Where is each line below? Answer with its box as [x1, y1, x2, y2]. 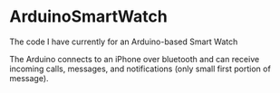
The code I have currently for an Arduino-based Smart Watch [9, 36, 238, 47]
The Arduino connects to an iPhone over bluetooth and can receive [9, 53, 260, 64]
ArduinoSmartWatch [9, 6, 168, 27]
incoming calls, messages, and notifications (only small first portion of [9, 63, 272, 74]
